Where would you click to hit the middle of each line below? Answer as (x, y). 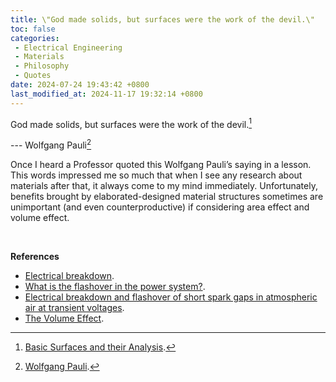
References (35, 256)
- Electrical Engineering (68, 47)
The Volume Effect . (64, 318)
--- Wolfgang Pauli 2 (51, 144)
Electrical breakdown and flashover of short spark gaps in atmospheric (171, 297)
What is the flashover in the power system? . (115, 286)
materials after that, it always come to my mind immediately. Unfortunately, (164, 185)
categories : (35, 38)
